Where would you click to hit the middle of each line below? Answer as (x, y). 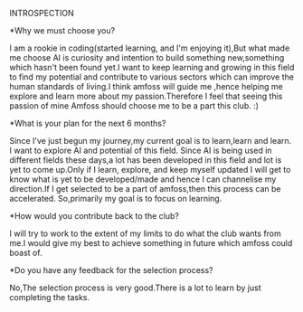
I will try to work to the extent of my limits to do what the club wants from (146, 233)
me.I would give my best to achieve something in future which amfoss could (151, 243)
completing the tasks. (50, 297)
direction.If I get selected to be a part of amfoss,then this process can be (145, 189)
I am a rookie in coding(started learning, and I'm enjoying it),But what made (150, 48)
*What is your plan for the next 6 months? (88, 123)
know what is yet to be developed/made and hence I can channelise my (143, 179)
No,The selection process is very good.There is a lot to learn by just (135, 288)
